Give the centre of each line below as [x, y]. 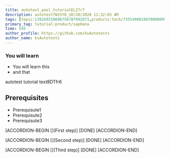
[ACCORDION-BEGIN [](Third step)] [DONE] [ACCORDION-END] [72, 150]
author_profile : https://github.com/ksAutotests [57, 33]
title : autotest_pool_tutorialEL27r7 [45, 10]
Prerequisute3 [27, 120]
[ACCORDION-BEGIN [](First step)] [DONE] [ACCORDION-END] [71, 130]
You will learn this [31, 67]
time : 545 [16, 29]
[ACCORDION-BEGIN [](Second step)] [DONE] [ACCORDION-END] [75, 140]
